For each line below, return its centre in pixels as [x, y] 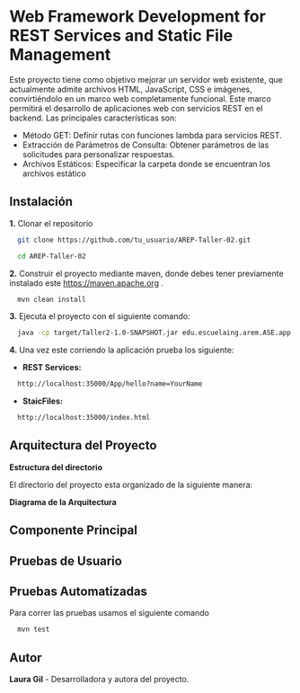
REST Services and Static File [121, 36]
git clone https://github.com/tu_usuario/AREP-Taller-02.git [134, 240]
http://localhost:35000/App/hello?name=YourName [110, 384]
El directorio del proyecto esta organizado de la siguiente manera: [131, 484]
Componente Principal [73, 531]
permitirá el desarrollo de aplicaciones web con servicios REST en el [136, 108]
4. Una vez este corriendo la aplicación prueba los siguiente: [122, 350]
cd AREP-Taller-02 [52, 256]
